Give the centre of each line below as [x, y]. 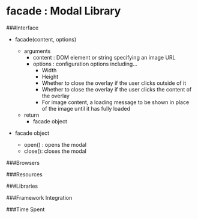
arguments [37, 51]
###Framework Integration [39, 197]
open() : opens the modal [55, 144]
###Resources [25, 174]
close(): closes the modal [55, 151]
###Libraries [22, 186]
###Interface [22, 28]
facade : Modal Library [64, 11]
